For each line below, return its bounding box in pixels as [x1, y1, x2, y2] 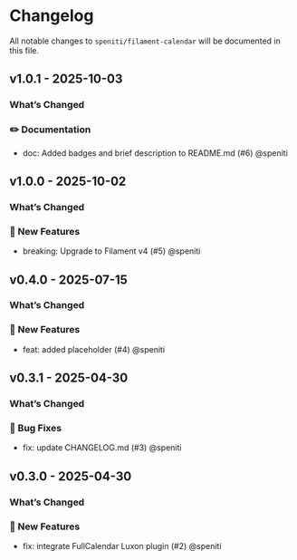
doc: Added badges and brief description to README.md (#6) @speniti [22, 147, 288, 159]
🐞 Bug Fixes [9, 422, 62, 434]
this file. [9, 44, 39, 55]
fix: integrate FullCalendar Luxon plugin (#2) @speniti [22, 540, 222, 551]
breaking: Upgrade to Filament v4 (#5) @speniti [22, 246, 201, 256]
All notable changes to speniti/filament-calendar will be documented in [9, 35, 281, 46]
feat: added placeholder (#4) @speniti [22, 343, 166, 354]
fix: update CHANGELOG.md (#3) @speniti [22, 442, 182, 453]
